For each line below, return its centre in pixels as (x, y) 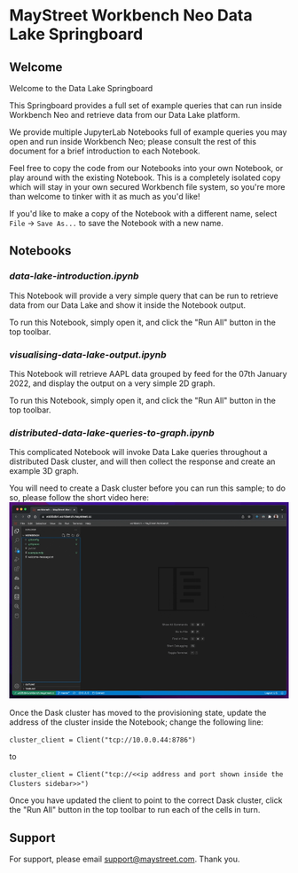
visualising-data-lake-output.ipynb (88, 354)
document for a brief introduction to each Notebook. (105, 151)
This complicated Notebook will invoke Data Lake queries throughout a (138, 452)
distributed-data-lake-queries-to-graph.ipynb (112, 433)
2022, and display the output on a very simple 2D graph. (112, 383)
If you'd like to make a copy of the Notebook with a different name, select (143, 213)
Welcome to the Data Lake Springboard (81, 88)
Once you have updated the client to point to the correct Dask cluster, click (146, 800)
